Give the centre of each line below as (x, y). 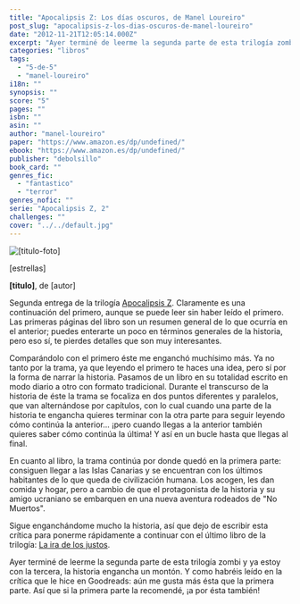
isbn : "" (25, 117)
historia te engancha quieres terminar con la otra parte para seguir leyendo (147, 415)
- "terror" (37, 192)
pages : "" (28, 109)
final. (19, 443)
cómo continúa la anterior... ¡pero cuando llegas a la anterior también (136, 424)
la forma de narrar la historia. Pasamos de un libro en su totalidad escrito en (149, 377)
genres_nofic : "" (42, 201)
